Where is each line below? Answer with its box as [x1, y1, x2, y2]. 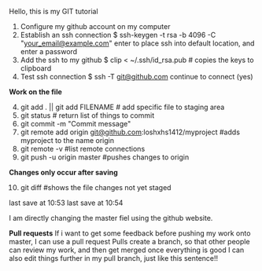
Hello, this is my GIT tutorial [9, 7, 98, 16]
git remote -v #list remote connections [20, 145, 146, 153]
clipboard [20, 64, 52, 73]
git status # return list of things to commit [20, 111, 155, 120]
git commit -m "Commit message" [20, 119, 131, 128]
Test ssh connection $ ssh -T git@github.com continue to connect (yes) [20, 72, 254, 81]
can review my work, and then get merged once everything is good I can [9, 245, 245, 255]
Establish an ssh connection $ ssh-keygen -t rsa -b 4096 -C [20, 31, 216, 39]
